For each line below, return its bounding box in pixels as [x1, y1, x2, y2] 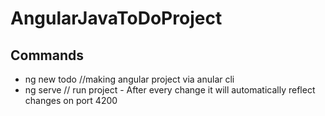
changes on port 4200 [24, 95, 118, 106]
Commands [10, 47, 85, 64]
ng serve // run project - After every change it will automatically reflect [24, 84, 316, 96]
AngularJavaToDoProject [10, 7, 223, 30]
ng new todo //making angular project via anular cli [24, 73, 235, 85]
